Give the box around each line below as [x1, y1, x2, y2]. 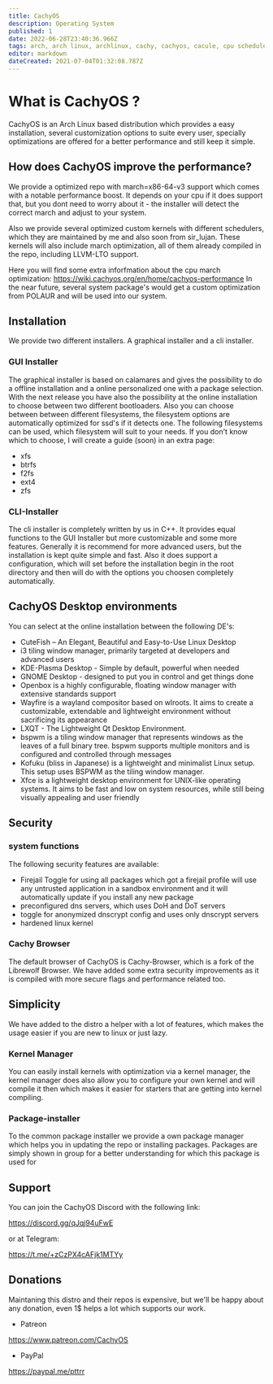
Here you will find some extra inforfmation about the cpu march [8, 265, 221, 275]
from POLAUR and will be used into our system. [8, 290, 168, 301]
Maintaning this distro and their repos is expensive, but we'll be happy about [8, 1295, 264, 1304]
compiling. [8, 1092, 44, 1102]
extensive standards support [19, 689, 116, 699]
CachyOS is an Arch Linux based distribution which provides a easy [8, 119, 236, 128]
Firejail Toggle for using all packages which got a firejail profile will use [19, 875, 258, 885]
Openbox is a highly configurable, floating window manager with [19, 680, 237, 690]
